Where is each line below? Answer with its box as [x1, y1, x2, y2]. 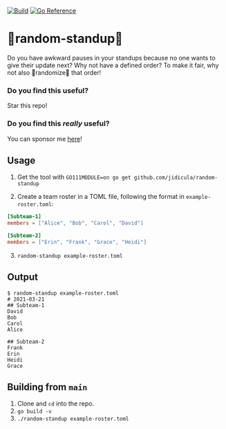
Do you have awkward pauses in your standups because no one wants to [7, 53, 216, 62]
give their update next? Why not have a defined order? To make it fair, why [7, 61, 219, 69]
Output [7, 271, 38, 283]
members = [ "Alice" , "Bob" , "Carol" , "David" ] [7, 220, 144, 227]
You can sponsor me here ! [7, 134, 82, 143]
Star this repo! [7, 101, 48, 110]
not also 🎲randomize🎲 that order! [7, 68, 102, 76]
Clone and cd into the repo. [17, 399, 95, 408]
